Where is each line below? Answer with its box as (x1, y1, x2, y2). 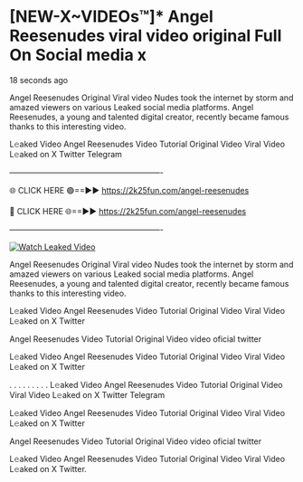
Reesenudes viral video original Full (9, 25, 282, 46)
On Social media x (9, 45, 147, 65)
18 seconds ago (9, 74, 69, 85)
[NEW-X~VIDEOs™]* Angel (9, 6, 214, 27)
